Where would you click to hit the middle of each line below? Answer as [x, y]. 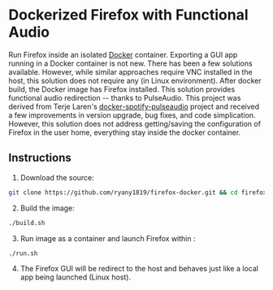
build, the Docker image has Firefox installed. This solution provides [122, 89]
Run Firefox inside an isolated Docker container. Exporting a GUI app [123, 54]
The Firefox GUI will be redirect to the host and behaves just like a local [139, 269]
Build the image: [47, 208]
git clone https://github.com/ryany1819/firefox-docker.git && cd [123, 193]
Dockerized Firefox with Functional [129, 15]
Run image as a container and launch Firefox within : [108, 238]
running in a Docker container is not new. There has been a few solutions [131, 63]
